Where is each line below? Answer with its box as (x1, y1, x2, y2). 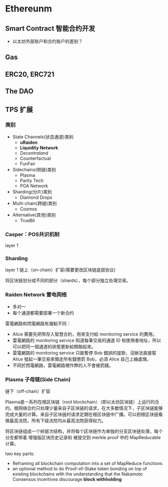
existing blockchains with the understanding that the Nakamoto (12, 471, 143, 477)
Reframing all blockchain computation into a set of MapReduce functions (12, 461, 162, 467)
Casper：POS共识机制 (5, 231, 60, 238)
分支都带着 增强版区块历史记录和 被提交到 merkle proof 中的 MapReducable (5, 435, 161, 441)
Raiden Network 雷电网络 (5, 291, 67, 298)
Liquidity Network (19, 144, 58, 150)
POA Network (19, 183, 48, 189)
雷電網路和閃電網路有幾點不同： (5, 320, 71, 326)
